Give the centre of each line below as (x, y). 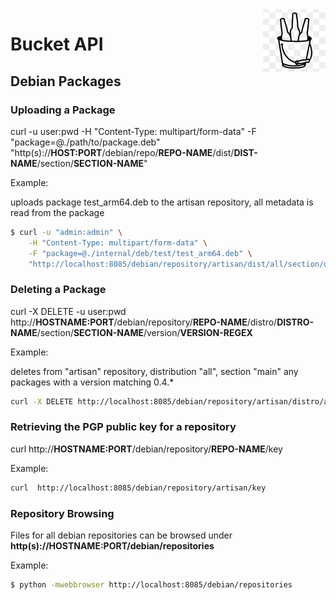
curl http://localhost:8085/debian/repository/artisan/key (138, 488)
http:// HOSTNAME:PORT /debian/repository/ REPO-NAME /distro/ (144, 322)
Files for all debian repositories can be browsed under (121, 535)
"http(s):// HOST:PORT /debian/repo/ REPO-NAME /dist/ (122, 152)
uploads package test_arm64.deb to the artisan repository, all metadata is (162, 202)
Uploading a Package (63, 110)
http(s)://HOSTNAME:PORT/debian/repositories (112, 546)
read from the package (57, 212)
